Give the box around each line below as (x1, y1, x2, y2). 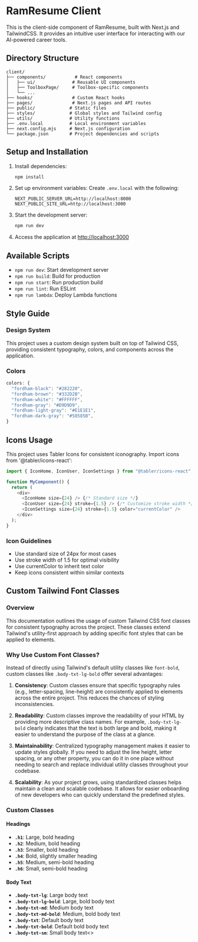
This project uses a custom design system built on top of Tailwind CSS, (6, 339, 179, 346)
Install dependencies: (14, 162, 67, 169)
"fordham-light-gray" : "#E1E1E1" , (11, 408, 96, 413)
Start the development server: (14, 211, 88, 219)
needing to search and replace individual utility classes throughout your (14, 761, 189, 768)
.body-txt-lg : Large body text (14, 892, 88, 899)
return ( (11, 484, 33, 490)
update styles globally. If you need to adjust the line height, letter (14, 748, 173, 756)
